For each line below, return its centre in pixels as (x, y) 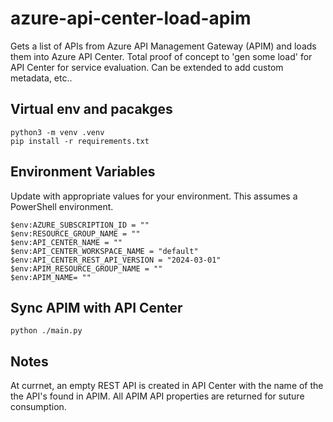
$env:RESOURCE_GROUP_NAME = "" (75, 233)
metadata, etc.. (41, 78)
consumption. (38, 407)
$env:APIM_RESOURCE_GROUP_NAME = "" (86, 268)
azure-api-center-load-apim (131, 18)
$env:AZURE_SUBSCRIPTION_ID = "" (80, 225)
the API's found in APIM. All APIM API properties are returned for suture (157, 396)
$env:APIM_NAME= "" (51, 277)
